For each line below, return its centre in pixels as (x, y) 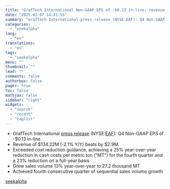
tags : (11, 52)
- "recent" (21, 114)
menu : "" (15, 62)
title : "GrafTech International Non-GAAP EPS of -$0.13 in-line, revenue (85, 10)
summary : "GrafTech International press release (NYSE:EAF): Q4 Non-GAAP (85, 19)
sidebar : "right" (24, 100)
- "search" (21, 110)
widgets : (15, 105)
